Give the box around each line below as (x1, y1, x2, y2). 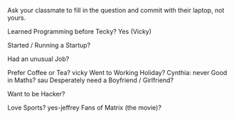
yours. (7, 13, 26, 22)
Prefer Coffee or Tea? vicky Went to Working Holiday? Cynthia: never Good (7, 69, 228, 76)
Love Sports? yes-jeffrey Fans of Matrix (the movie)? (7, 103, 162, 112)
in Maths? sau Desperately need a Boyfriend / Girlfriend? (7, 76, 174, 84)
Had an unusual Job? (7, 55, 70, 63)
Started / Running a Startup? (7, 41, 91, 49)
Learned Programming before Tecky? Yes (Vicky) (7, 28, 151, 35)
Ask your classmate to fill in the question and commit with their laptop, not (7, 6, 225, 14)
